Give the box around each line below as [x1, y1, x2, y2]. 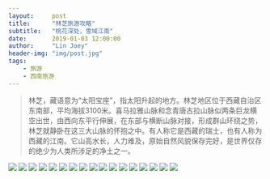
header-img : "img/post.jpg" [8, 49, 103, 58]
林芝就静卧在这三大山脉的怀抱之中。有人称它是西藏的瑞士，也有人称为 [27, 126, 263, 135]
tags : [8, 58, 27, 66]
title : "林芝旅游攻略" [8, 19, 95, 28]
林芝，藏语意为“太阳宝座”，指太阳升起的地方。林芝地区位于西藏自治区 [27, 95, 262, 105]
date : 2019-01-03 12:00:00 [8, 34, 121, 43]
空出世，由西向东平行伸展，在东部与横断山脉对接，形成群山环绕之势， [27, 115, 263, 126]
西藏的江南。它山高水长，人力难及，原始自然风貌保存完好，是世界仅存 [27, 135, 263, 146]
